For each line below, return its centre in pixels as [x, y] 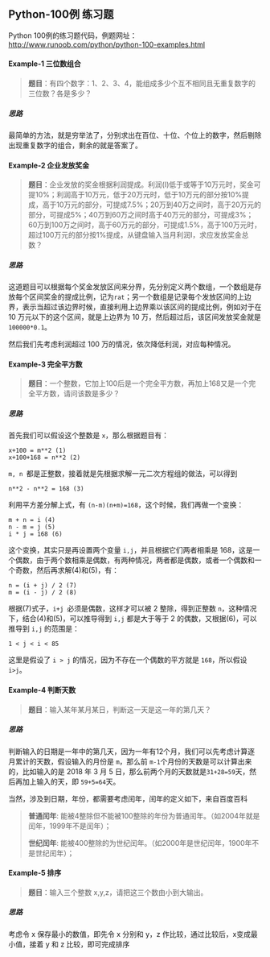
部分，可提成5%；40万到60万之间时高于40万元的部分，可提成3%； [141, 215]
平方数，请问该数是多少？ [78, 394]
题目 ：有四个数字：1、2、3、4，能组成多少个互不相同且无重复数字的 [141, 84]
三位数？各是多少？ [60, 93]
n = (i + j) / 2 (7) [43, 586]
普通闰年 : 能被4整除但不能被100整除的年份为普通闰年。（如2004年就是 [144, 815]
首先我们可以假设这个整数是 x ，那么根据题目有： [89, 435]
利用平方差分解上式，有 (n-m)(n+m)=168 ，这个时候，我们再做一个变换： [126, 505]
